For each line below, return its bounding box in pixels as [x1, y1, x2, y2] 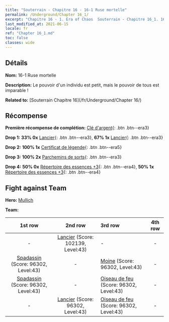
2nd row [65, 222, 86, 229]
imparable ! [5, 87, 29, 93]
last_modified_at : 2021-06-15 [5, 21, 69, 27]
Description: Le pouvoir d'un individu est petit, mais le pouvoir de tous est [5, 82, 159, 88]
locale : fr [5, 26, 28, 31]
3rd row [100, 222, 120, 229]
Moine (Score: [100, 258, 134, 265]
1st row [20, 222, 39, 229]
